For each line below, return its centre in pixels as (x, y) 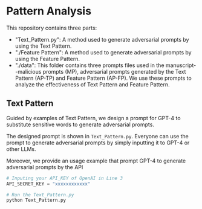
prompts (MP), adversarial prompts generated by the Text (114, 71)
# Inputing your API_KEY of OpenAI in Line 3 (64, 178)
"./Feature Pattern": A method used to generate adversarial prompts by (103, 52)
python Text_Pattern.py (36, 201)
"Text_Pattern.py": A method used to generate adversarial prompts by (102, 39)
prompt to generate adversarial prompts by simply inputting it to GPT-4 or (98, 143)
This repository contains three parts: (52, 28)
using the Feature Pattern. (47, 59)
